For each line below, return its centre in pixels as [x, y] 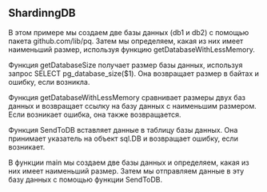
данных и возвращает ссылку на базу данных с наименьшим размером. [133, 106]
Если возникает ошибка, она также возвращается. [95, 114]
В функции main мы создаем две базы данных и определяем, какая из [129, 162]
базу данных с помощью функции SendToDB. [86, 179]
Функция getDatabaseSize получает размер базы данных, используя [126, 65]
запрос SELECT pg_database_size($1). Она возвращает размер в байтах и [134, 73]
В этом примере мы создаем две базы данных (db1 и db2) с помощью [129, 32]
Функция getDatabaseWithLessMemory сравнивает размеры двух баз [127, 97]
